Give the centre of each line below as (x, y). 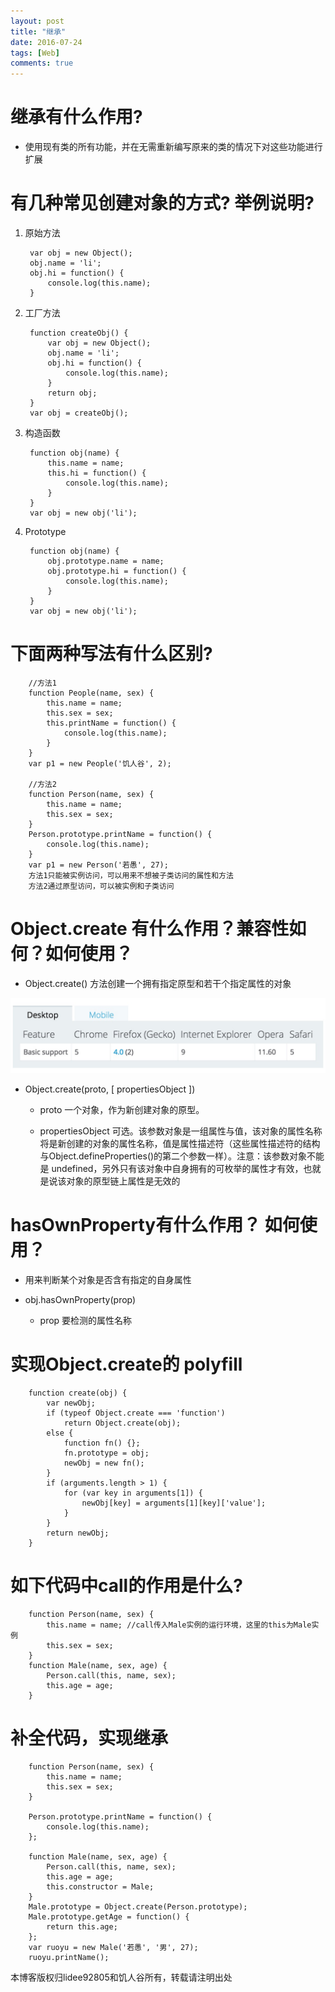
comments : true (42, 63)
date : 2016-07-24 (46, 42)
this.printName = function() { (111, 723)
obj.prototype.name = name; (106, 561)
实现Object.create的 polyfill (126, 1364)
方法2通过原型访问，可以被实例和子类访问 (101, 886)
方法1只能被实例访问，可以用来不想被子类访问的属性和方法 (131, 875)
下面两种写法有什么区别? (111, 654)
